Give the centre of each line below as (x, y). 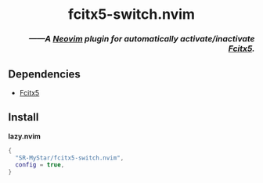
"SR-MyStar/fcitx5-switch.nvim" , (70, 158)
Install (23, 118)
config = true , (40, 165)
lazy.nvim (24, 136)
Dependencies (44, 74)
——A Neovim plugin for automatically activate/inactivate (142, 39)
